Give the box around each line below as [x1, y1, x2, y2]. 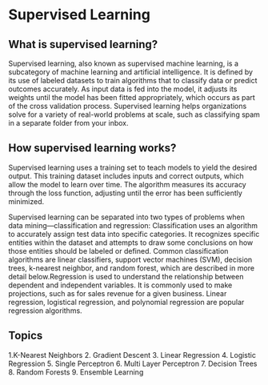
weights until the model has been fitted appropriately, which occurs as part [8, 93, 256, 102]
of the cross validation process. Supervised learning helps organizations [8, 102, 247, 110]
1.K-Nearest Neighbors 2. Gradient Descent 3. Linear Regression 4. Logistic [8, 350, 256, 359]
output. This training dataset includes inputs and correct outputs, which [8, 170, 244, 181]
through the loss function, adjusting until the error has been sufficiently [8, 188, 242, 198]
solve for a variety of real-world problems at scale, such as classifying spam [8, 110, 260, 119]
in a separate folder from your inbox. [8, 118, 129, 127]
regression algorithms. [8, 306, 82, 315]
